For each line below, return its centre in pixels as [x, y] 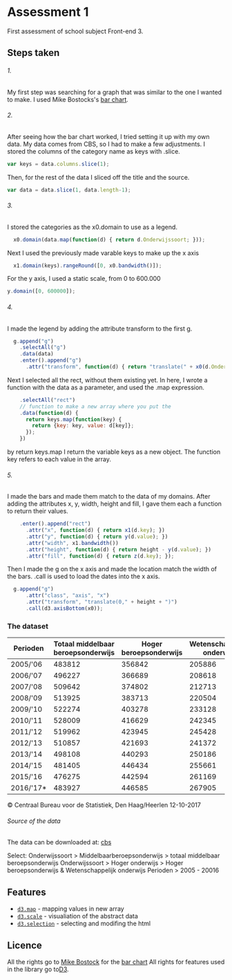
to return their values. [38, 511]
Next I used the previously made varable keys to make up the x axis [103, 252]
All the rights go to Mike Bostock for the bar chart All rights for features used [116, 962]
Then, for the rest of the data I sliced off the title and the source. [98, 177]
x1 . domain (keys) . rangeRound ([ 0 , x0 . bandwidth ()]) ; [88, 266]
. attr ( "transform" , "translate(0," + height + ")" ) [101, 602]
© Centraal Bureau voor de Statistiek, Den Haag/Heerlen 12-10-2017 [104, 805]
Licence [25, 945]
